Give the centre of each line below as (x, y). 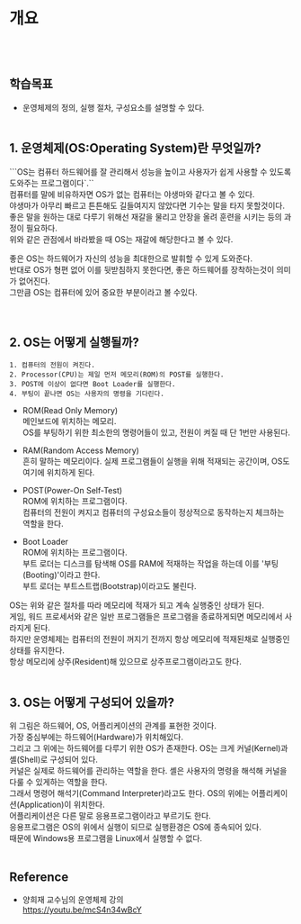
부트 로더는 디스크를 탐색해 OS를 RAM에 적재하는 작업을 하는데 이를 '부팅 (150, 564)
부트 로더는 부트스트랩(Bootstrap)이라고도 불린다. (109, 586)
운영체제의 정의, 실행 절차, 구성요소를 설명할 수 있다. (113, 107)
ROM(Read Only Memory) (70, 411)
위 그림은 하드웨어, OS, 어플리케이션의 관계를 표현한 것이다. (113, 726)
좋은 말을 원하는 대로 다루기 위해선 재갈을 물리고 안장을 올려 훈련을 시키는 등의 (146, 216)
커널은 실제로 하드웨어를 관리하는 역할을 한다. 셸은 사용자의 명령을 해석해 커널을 (148, 771)
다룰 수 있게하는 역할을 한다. (58, 782)
